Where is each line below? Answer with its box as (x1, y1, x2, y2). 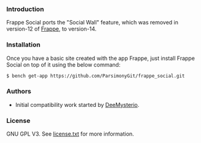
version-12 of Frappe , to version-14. (6, 25, 97, 32)
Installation (6, 40, 41, 49)
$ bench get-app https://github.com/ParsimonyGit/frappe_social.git (6, 73, 185, 79)
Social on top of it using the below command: (6, 61, 121, 68)
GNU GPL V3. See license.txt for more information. (6, 130, 134, 137)
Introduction (6, 5, 44, 13)
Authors (6, 87, 32, 96)
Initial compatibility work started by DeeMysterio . (15, 101, 140, 108)
